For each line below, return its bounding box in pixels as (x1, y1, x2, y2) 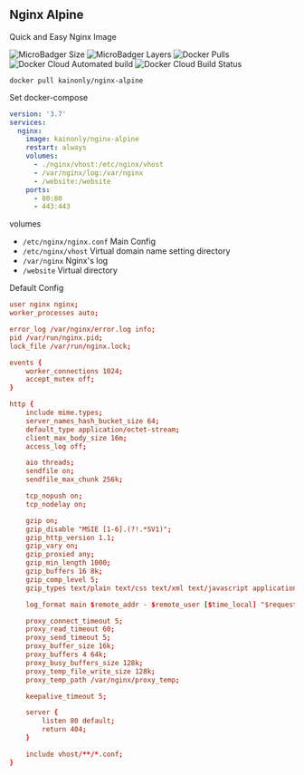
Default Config (9, 283, 64, 294)
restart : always (25, 143, 88, 152)
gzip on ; (25, 516, 59, 525)
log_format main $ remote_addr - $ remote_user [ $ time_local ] (25, 600, 257, 609)
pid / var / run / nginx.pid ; (9, 333, 103, 343)
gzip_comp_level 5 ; (25, 575, 100, 584)
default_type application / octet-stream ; (25, 425, 180, 434)
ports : (25, 185, 51, 194)
